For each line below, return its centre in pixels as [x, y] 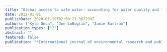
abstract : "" [19, 33]
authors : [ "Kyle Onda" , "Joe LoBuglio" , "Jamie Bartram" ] [66, 24]
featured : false [22, 38]
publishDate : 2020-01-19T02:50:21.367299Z [50, 19]
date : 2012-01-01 [23, 14]
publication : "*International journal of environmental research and [79, 42]
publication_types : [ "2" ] [32, 28]
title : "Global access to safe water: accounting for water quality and [82, 10]
